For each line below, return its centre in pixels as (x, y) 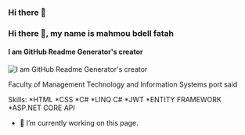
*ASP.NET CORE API (42, 108)
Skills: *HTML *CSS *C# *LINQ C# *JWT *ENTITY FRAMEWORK (115, 100)
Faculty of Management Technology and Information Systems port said (123, 84)
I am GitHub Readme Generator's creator (76, 52)
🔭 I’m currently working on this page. (79, 123)
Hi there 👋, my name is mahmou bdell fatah (91, 33)
